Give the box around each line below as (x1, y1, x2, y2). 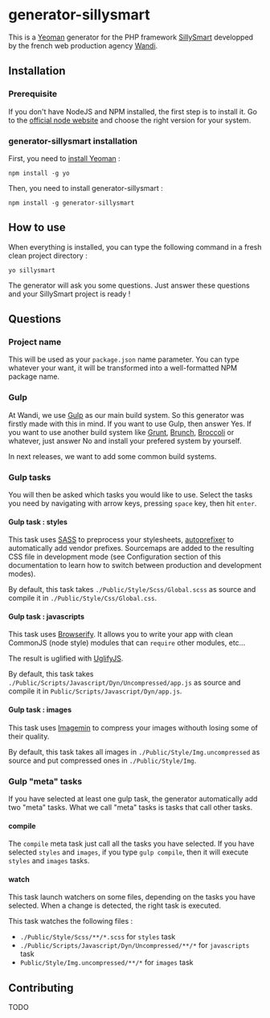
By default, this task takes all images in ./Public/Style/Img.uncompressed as (8, 747, 260, 756)
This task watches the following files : (8, 917, 133, 926)
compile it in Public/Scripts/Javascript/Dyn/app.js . (8, 686, 182, 696)
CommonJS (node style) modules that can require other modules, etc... (8, 638, 246, 648)
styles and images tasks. (8, 856, 90, 866)
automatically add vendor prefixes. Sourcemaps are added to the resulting (8, 544, 255, 553)
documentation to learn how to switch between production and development (8, 561, 262, 570)
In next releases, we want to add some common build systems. (8, 451, 217, 461)
